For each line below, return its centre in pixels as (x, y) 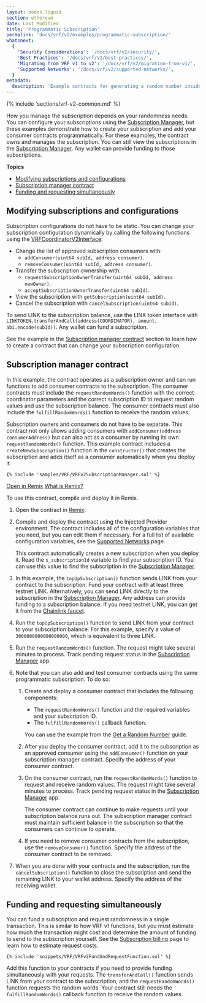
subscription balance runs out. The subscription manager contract (108, 816)
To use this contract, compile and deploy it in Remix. (72, 498)
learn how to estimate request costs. (52, 946)
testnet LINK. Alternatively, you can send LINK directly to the (92, 591)
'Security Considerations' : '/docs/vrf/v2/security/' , (89, 52)
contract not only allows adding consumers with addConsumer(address (94, 430)
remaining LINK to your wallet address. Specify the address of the (98, 879)
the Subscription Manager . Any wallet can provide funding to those (91, 148)
